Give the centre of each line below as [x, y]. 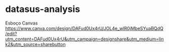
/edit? [11, 33]
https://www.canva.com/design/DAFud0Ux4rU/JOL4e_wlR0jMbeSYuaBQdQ [84, 28]
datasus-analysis [43, 9]
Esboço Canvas [22, 23]
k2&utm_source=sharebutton [35, 44]
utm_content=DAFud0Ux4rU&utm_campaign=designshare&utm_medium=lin [85, 39]
